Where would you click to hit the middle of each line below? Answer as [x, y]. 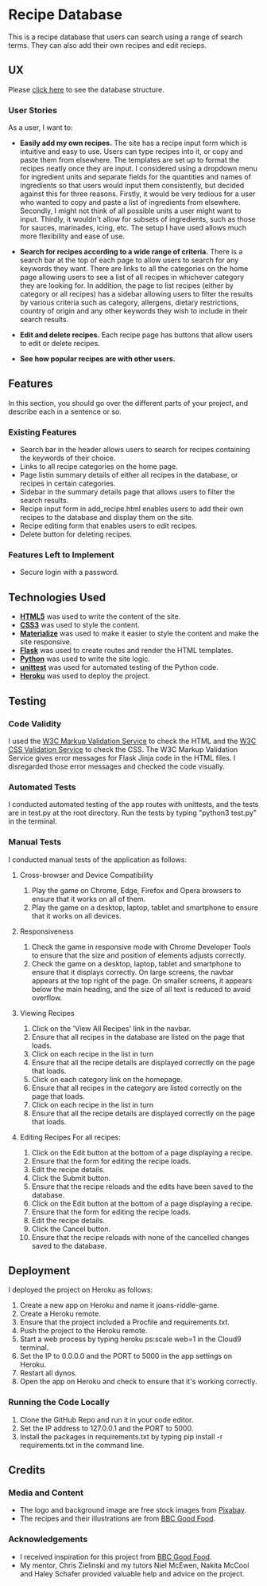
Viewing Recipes [47, 1013]
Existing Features [43, 432]
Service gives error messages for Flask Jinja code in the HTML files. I [122, 758]
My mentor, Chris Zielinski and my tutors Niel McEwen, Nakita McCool [134, 1565]
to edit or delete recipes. [60, 344]
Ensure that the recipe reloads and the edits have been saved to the [142, 1187]
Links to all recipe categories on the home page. [99, 466]
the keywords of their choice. [68, 458]
